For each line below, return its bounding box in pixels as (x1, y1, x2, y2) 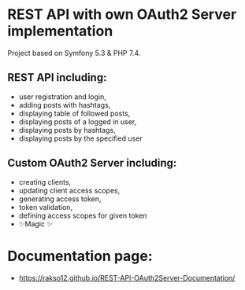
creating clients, (18, 177, 72, 186)
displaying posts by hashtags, (18, 125, 116, 134)
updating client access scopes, (18, 185, 121, 195)
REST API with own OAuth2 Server (7, 6, 237, 24)
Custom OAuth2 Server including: (7, 156, 177, 170)
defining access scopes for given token (18, 211, 147, 220)
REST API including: (7, 71, 107, 84)
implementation (7, 22, 113, 40)
